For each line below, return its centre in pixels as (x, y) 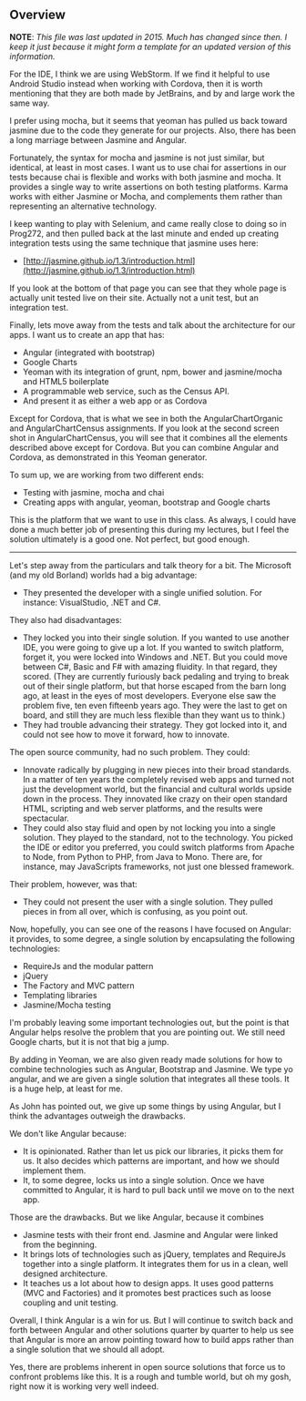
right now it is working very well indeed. (84, 1386)
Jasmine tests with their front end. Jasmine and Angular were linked (150, 1234)
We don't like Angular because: (68, 1133)
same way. (30, 103)
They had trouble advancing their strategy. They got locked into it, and (154, 724)
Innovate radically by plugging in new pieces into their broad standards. (157, 770)
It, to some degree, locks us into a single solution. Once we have (143, 1180)
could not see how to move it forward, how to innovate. (126, 734)
